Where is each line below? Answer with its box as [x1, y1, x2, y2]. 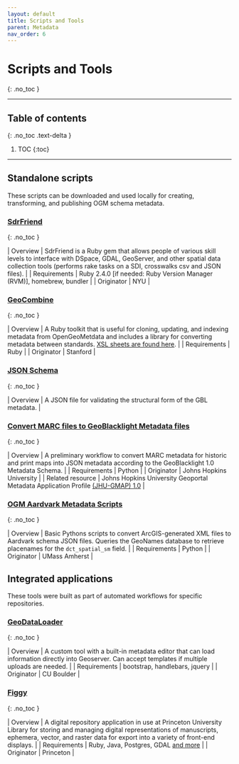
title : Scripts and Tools [7, 17, 84, 24]
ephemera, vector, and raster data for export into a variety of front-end [7, 733, 216, 741]
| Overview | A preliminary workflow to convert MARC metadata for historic [7, 451, 228, 459]
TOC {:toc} [17, 145, 50, 154]
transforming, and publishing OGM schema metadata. [7, 198, 165, 207]
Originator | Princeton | [7, 748, 75, 757]
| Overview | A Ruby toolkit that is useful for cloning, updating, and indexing [7, 325, 229, 333]
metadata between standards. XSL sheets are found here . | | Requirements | [7, 340, 230, 348]
